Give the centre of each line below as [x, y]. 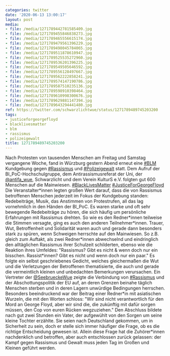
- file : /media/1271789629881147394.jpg [49, 100]
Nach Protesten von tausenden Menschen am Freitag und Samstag [76, 158]
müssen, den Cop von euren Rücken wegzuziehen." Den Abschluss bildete [83, 310]
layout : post [19, 19]
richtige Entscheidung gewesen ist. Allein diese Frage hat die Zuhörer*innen [85, 332]
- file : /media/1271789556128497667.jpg [49, 72]
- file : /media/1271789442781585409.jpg [49, 29]
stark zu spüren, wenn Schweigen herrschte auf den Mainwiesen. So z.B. [82, 234]
